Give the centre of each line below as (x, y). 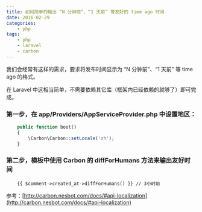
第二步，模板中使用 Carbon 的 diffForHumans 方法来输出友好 (96, 161)
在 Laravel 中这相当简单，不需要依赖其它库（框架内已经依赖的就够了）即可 (99, 89)
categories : (21, 23)
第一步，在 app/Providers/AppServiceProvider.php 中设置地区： (101, 114)
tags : (13, 34)
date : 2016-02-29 (28, 18)
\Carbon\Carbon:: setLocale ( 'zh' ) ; (71, 138)
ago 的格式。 (22, 77)
